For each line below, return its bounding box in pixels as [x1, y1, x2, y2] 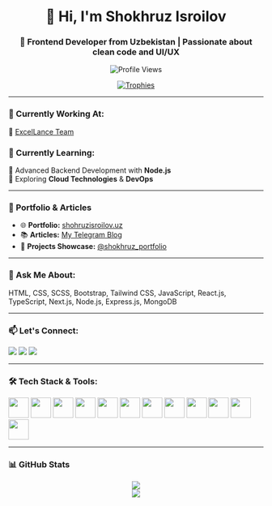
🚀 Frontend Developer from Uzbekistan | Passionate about [19, 36, 253, 48]
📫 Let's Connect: [8, 324, 79, 336]
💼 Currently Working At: [8, 109, 104, 120]
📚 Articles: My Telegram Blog [19, 230, 123, 240]
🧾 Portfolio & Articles [8, 202, 91, 213]
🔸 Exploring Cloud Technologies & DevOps [8, 174, 154, 184]
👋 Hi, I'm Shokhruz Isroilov [45, 7, 227, 26]
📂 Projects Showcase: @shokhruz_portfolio [19, 242, 168, 251]
